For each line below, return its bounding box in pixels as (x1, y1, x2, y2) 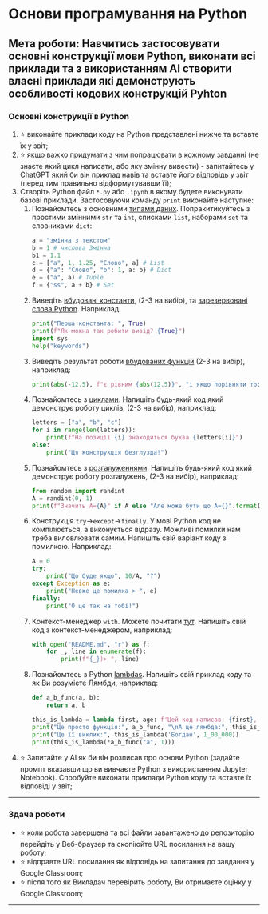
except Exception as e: (31, 579, 112, 587)
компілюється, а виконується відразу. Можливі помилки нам (31, 525, 241, 535)
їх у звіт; (19, 141, 49, 150)
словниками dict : (31, 221, 93, 231)
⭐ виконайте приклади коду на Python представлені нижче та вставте (19, 129, 259, 138)
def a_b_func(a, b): (31, 694, 100, 702)
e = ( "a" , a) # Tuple (31, 274, 104, 282)
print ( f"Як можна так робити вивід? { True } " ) (31, 327, 186, 335)
